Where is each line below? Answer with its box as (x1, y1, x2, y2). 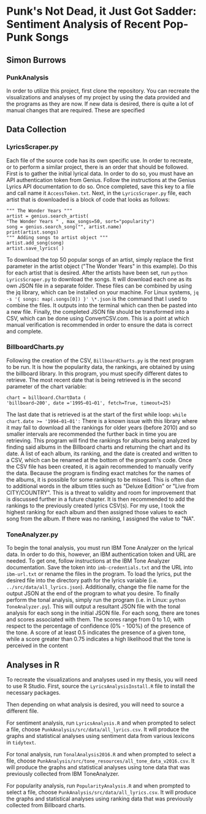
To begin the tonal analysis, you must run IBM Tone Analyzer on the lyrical (6, 544, 194, 552)
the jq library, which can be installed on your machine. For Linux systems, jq (6, 288, 199, 295)
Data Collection (6, 124, 67, 135)
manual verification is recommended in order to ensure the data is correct (6, 321, 193, 329)
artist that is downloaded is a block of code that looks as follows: (6, 196, 170, 203)
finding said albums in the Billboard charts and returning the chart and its (6, 443, 191, 451)
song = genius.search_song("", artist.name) (6, 224, 122, 230)
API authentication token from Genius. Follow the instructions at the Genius (6, 176, 196, 183)
